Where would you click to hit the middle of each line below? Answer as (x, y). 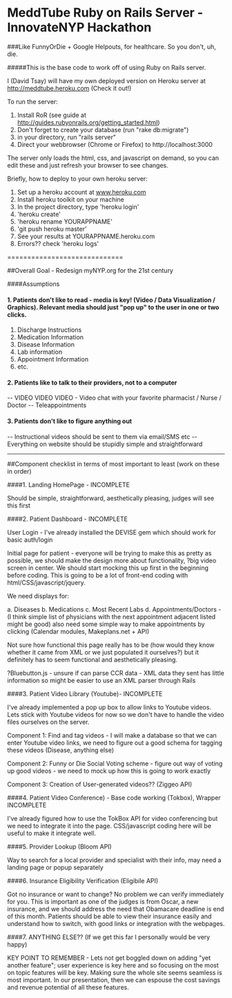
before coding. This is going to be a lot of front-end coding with (98, 575)
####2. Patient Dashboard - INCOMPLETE (67, 519)
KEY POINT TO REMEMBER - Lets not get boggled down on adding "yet (109, 958)
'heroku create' (39, 214)
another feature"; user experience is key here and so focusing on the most (113, 965)
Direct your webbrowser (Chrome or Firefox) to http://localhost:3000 (115, 144)
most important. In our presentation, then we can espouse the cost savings (114, 980)
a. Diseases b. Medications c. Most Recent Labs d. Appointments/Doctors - (114, 609)
